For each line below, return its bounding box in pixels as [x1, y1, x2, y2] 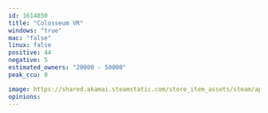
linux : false [8, 41, 52, 49]
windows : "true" [8, 26, 62, 34]
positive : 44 [8, 49, 52, 56]
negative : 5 [8, 56, 48, 64]
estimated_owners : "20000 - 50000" [8, 64, 127, 72]
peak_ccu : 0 [8, 71, 48, 79]
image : [8, 85, 30, 93]
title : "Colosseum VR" [8, 19, 84, 27]
